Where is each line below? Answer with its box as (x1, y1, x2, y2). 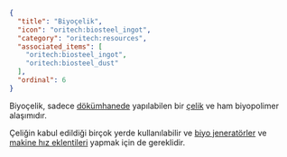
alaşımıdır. (9, 109, 47, 121)
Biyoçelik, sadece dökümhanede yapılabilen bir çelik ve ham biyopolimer (9, 100, 280, 111)
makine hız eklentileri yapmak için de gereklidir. (9, 136, 186, 148)
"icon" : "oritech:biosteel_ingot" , (17, 25, 152, 34)
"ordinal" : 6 (17, 76, 67, 85)
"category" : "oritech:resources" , (17, 33, 147, 42)
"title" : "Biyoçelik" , (17, 16, 103, 26)
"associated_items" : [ (17, 42, 103, 51)
